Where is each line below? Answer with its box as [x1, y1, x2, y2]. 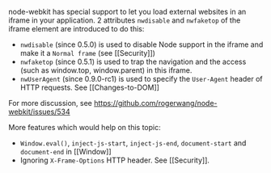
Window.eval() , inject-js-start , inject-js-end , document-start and [19, 138, 247, 148]
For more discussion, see [8, 99, 93, 108]
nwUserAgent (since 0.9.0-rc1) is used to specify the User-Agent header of [19, 74, 263, 83]
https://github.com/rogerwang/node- [94, 99, 218, 108]
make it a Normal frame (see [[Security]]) [19, 49, 156, 57]
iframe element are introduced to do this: [8, 24, 145, 33]
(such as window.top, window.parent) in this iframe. [19, 65, 193, 75]
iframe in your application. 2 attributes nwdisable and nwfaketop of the [8, 15, 241, 25]
